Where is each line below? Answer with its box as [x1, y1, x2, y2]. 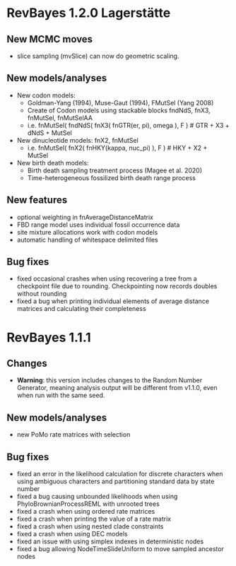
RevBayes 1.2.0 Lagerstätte [6, 5, 171, 21]
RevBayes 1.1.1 [6, 329, 91, 346]
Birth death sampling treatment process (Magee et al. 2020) [27, 166, 203, 175]
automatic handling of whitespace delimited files [16, 235, 158, 244]
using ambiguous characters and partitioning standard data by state [16, 477, 215, 485]
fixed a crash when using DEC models [16, 530, 128, 538]
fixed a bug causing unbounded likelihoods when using [16, 493, 178, 501]
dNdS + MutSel [27, 129, 72, 137]
